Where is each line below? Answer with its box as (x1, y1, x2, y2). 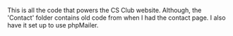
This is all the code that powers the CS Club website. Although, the (7, 6, 202, 14)
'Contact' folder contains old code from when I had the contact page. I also (7, 13, 226, 22)
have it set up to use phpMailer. (7, 21, 99, 29)
